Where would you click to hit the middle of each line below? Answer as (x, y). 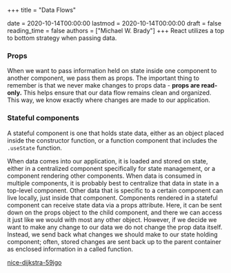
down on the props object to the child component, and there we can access (115, 212)
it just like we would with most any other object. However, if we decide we (112, 219)
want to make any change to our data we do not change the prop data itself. (115, 227)
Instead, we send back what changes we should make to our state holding (113, 234)
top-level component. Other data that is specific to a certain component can (115, 190)
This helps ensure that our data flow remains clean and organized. (117, 93)
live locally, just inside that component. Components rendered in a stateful (113, 198)
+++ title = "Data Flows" (42, 10)
